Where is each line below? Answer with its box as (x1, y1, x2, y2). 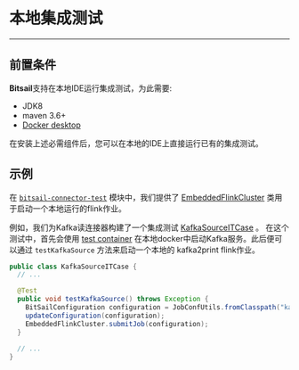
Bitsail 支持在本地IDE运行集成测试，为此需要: (9, 82, 172, 94)
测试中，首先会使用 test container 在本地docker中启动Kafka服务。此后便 (9, 233, 275, 243)
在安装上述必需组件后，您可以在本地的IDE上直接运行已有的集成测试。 (9, 137, 264, 148)
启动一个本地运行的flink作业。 (16, 202, 126, 214)
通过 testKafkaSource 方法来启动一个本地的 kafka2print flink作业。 (16, 244, 261, 255)
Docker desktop (21, 119, 82, 130)
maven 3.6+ (21, 110, 67, 120)
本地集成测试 (9, 8, 104, 29)
